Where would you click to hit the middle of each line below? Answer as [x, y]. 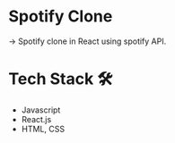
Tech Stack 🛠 [61, 79]
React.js [36, 119]
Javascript [41, 110]
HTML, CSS [43, 129]
